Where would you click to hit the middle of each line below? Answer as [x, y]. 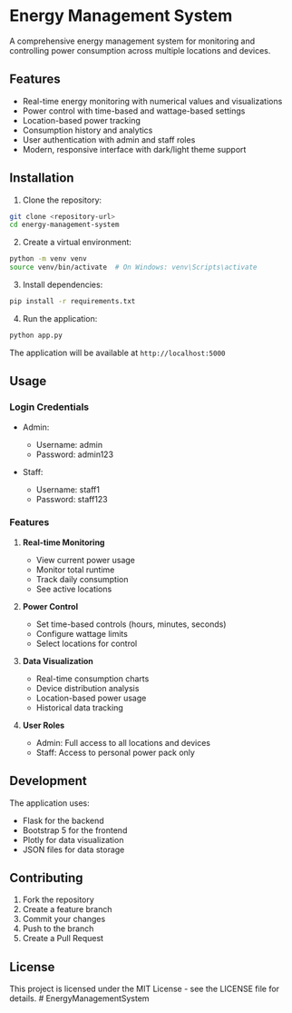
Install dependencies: [63, 285]
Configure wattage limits [82, 633]
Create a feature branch [67, 909]
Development [49, 781]
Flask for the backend [63, 820]
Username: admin [69, 444]
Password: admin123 [75, 454]
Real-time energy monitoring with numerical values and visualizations [152, 101]
